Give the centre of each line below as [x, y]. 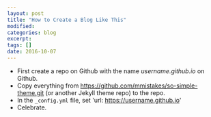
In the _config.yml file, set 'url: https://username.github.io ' [99, 100]
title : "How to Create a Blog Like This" [67, 20]
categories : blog [32, 32]
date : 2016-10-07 [32, 52]
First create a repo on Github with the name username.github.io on [111, 71]
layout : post [26, 13]
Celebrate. [32, 107]
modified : [21, 26]
